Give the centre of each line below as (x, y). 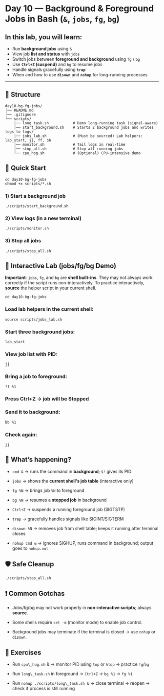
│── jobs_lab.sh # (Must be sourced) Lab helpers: (78, 136)
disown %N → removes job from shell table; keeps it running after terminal (85, 528)
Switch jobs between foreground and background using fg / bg (76, 59)
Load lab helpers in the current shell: (49, 309)
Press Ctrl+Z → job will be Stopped (47, 399)
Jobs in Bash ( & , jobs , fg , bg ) (62, 19)
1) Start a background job (35, 196)
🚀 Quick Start (26, 168)
